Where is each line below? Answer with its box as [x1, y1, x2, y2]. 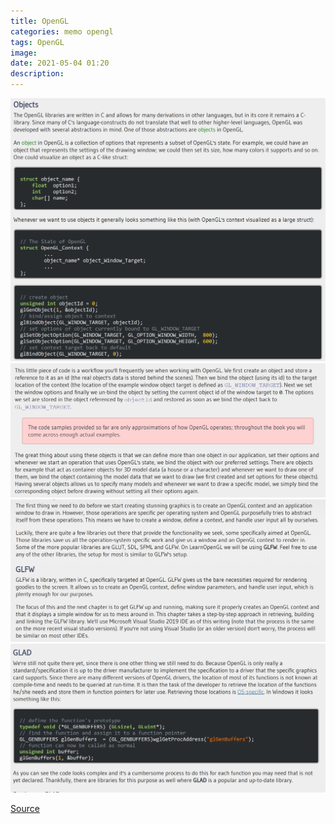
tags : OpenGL [10, 37, 65, 47]
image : [10, 48, 38, 58]
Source [10, 803, 40, 815]
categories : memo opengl [10, 26, 114, 37]
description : [10, 69, 65, 79]
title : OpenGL [10, 16, 70, 26]
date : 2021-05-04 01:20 [10, 58, 110, 69]
